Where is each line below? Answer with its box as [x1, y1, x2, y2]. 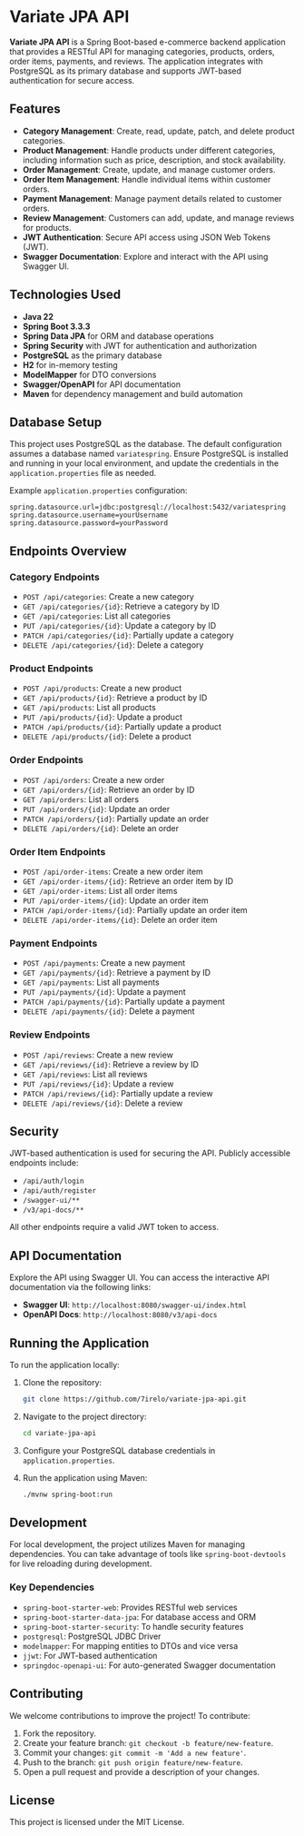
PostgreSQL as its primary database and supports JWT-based [9, 65, 242, 76]
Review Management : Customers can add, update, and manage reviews [22, 212, 295, 223]
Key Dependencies [9, 1581, 95, 1593]
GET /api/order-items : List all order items [22, 885, 178, 896]
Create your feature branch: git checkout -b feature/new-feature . [22, 1737, 274, 1748]
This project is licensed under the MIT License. [9, 1817, 185, 1828]
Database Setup [9, 414, 103, 430]
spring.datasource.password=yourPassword [9, 519, 169, 528]
